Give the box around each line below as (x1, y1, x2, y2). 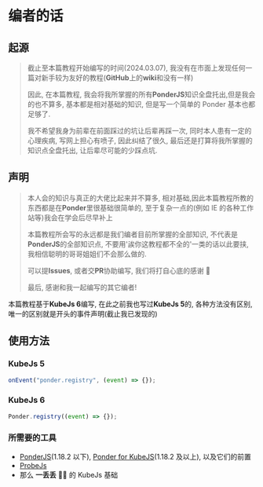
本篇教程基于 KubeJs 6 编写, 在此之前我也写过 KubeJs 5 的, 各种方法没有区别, (8, 299, 253, 309)
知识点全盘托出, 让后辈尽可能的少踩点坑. (27, 146, 158, 155)
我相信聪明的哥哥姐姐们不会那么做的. (27, 249, 147, 258)
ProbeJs (19, 460, 47, 470)
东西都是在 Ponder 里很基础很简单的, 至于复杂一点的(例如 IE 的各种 (27, 203, 241, 212)
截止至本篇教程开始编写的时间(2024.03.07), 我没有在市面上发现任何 (27, 64, 246, 72)
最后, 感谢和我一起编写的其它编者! (27, 282, 137, 291)
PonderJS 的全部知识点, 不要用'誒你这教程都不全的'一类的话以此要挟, (27, 239, 249, 248)
